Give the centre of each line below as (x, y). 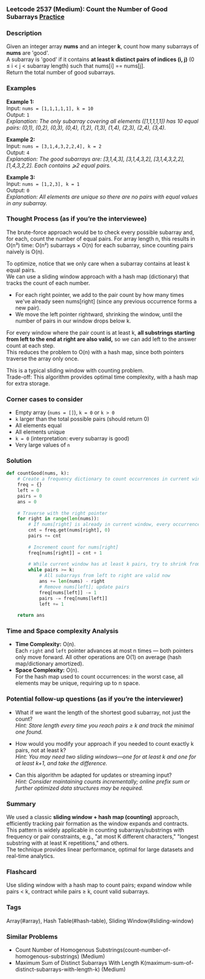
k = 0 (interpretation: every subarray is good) (72, 439)
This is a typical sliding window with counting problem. (75, 370)
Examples (21, 89)
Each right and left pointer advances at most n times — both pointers (104, 651)
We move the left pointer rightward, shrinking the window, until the (99, 314)
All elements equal (38, 426)
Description (24, 33)
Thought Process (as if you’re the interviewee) (77, 219)
